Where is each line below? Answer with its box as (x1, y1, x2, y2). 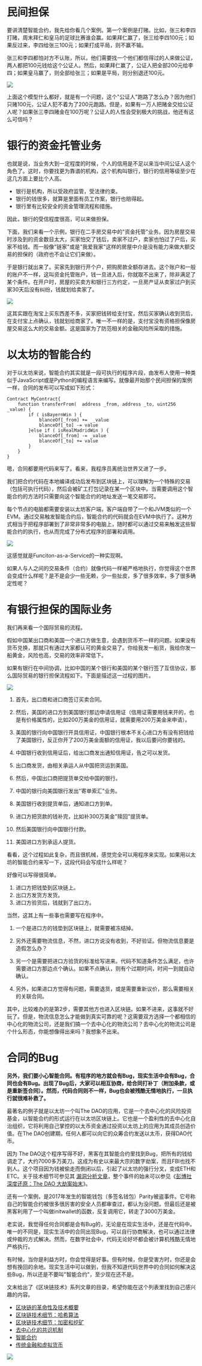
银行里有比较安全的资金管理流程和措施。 (15, 202, 116, 210)
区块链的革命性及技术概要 (15, 1304, 79, 1311)
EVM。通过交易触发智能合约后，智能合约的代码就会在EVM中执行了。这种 (7, 513, 188, 520)
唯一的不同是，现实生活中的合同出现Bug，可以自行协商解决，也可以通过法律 (7, 1227, 195, 1235)
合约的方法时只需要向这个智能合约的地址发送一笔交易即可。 (11, 492, 159, 500)
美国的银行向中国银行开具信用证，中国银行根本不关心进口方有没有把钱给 (15, 729, 194, 736)
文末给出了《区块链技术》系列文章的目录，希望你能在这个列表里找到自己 (7, 1283, 185, 1290)
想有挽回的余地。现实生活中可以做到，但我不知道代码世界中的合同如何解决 (7, 1263, 191, 1270)
